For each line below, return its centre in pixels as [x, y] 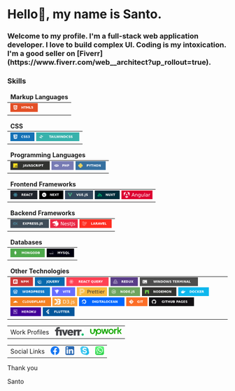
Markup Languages [39, 97]
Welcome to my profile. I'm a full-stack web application [103, 36]
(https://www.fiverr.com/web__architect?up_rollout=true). [109, 62]
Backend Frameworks [43, 213]
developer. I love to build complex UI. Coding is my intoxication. [117, 45]
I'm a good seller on [41, 54]
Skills [17, 81]
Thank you [23, 368]
